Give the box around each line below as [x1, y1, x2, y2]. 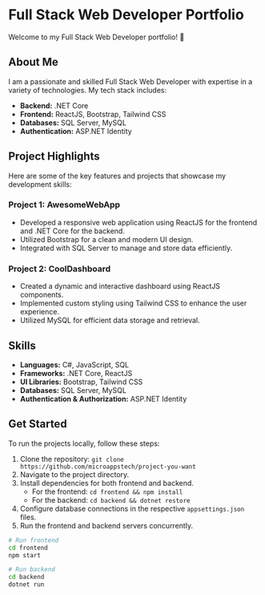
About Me [8, 55, 58, 69]
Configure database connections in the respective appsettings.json [19, 504, 245, 513]
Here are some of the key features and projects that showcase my [8, 171, 227, 180]
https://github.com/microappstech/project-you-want [19, 463, 196, 471]
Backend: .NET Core [19, 100, 89, 110]
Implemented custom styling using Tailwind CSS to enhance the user [19, 298, 247, 308]
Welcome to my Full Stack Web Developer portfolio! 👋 [8, 32, 185, 42]
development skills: [8, 179, 72, 189]
